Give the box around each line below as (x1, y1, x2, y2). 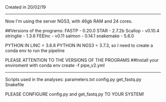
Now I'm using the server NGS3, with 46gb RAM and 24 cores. (5, 18, 133, 24)
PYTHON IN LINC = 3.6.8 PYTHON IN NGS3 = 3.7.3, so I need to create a (5, 43, 153, 48)
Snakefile (5, 82, 24, 87)
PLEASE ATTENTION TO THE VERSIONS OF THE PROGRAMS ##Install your (5, 57, 159, 63)
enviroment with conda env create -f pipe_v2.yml (5, 62, 105, 68)
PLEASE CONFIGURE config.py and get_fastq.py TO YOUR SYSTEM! (5, 91, 144, 97)
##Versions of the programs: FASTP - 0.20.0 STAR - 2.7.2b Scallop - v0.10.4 (5, 28, 160, 33)
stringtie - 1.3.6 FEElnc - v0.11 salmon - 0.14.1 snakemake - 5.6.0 (5, 33, 134, 39)
